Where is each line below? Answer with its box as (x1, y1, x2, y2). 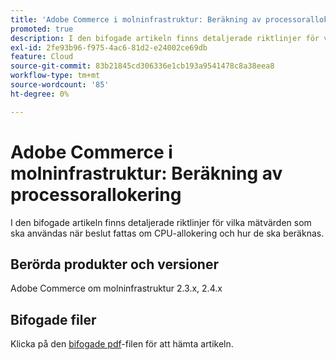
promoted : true (10, 24, 74, 34)
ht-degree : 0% (10, 89, 70, 99)
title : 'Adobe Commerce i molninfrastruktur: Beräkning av (10, 14, 262, 25)
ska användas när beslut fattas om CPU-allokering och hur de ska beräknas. (10, 227, 325, 239)
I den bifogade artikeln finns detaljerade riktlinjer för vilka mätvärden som (10, 216, 312, 228)
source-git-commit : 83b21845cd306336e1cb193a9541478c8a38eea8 (10, 61, 275, 71)
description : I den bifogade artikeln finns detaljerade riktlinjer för (10, 33, 320, 43)
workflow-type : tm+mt (10, 71, 101, 81)
